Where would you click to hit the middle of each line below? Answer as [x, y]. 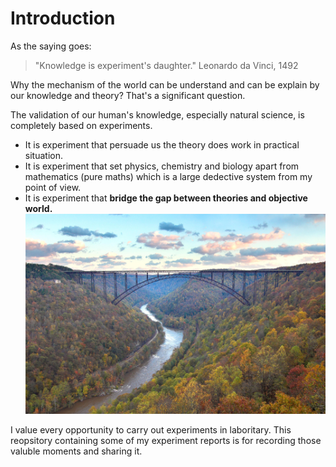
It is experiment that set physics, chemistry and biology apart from [162, 166]
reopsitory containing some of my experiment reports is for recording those [166, 440]
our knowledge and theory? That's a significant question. [128, 95]
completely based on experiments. [81, 125]
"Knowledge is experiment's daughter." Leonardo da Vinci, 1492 [166, 65]
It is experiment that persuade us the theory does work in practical [162, 144]
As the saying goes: [51, 46]
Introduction [63, 18]
